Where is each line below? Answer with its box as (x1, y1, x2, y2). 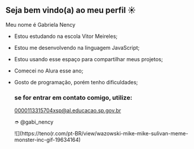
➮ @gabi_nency (14, 119, 54, 126)
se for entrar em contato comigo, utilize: (14, 93, 133, 102)
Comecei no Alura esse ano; (14, 67, 84, 74)
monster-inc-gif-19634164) (14, 137, 81, 144)
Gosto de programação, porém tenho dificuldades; (14, 78, 138, 85)
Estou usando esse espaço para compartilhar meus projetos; (14, 55, 163, 62)
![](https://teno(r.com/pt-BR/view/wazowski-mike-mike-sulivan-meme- (14, 130, 189, 137)
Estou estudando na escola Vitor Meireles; (14, 33, 118, 40)
